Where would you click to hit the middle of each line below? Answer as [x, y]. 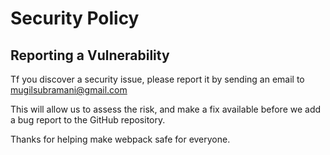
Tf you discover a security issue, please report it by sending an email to [157, 79]
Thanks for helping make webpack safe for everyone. [120, 139]
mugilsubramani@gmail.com [69, 90]
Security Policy [75, 18]
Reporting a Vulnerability [90, 55]
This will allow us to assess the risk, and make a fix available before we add [166, 109]
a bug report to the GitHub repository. [88, 120]
